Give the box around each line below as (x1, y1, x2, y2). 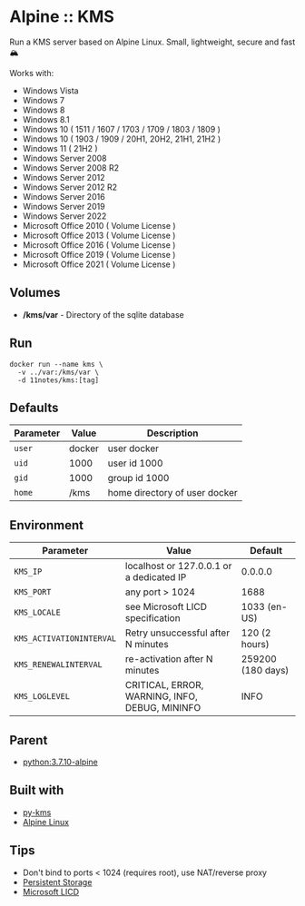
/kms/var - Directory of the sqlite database (22, 309, 184, 320)
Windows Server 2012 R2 (22, 182, 118, 192)
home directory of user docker (107, 487, 238, 499)
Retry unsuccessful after (125, 626, 230, 639)
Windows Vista (22, 84, 79, 96)
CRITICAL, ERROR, (125, 679, 204, 692)
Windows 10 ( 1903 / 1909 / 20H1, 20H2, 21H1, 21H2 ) (22, 133, 221, 144)
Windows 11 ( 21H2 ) (22, 143, 98, 153)
